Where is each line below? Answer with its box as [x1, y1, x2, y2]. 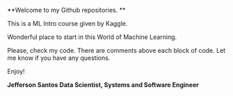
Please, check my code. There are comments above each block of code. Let [7, 47, 226, 54]
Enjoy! [7, 67, 26, 75]
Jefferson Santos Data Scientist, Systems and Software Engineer [7, 81, 200, 89]
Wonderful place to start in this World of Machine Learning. [7, 33, 177, 41]
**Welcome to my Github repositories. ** [7, 6, 126, 14]
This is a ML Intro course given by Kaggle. [7, 19, 128, 27]
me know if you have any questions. [7, 54, 111, 62]
